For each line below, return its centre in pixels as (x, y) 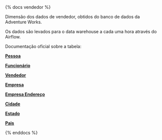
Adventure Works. (24, 22)
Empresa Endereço (25, 94)
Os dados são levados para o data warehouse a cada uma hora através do (81, 31)
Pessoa (13, 56)
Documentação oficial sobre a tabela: (43, 46)
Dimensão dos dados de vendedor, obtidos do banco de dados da (73, 17)
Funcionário (18, 66)
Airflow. (13, 37)
